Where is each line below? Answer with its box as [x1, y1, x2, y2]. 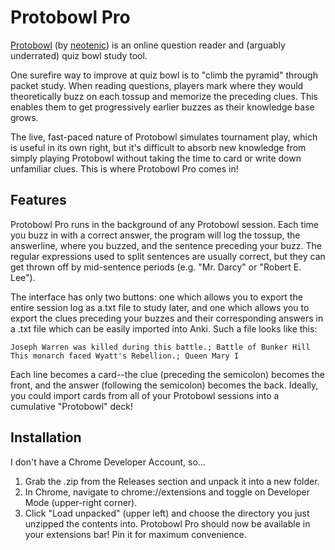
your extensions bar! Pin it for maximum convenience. [24, 528, 247, 540]
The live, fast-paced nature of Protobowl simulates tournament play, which [10, 131, 318, 143]
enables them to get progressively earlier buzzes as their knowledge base [10, 101, 315, 113]
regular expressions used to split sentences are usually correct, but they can [10, 250, 326, 262]
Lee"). [10, 271, 36, 283]
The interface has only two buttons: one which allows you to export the [10, 291, 303, 303]
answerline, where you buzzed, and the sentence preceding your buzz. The [10, 239, 322, 251]
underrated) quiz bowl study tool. [10, 49, 148, 61]
